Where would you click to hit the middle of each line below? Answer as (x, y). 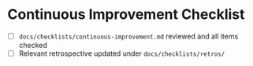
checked (33, 45)
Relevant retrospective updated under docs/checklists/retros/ (122, 53)
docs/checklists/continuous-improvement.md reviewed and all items (128, 36)
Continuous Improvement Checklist (126, 15)
